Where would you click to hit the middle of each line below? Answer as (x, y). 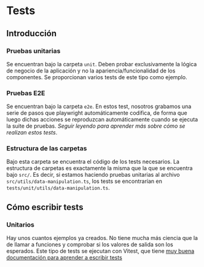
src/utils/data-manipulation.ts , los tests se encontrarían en (84, 181)
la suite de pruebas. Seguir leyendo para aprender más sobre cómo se (96, 126)
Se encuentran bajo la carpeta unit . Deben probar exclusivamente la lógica (102, 64)
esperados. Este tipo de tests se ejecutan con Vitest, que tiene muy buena (100, 251)
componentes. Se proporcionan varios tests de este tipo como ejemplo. (97, 77)
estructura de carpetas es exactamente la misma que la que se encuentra (100, 168)
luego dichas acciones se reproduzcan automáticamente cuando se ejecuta (102, 120)
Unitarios (21, 225)
